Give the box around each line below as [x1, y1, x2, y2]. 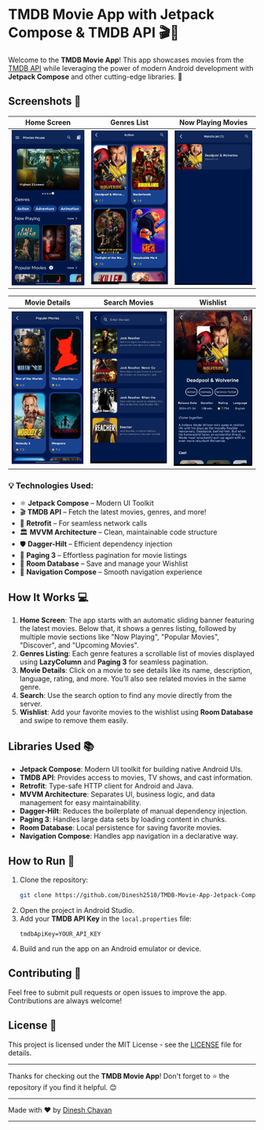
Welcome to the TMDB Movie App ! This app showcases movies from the [8, 55, 244, 65]
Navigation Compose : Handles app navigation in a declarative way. [19, 832, 239, 841]
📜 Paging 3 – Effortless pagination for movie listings [19, 550, 187, 559]
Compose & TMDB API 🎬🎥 [8, 24, 179, 42]
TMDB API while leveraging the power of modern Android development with [8, 63, 254, 72]
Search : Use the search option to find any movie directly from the [19, 691, 233, 700]
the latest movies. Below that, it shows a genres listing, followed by [19, 624, 237, 633]
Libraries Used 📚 [8, 740, 94, 753]
